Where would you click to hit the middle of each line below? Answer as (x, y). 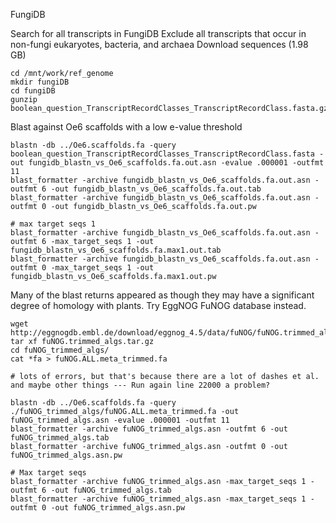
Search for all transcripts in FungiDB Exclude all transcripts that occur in (158, 33)
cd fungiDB (33, 91)
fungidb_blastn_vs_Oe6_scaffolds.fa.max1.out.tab (116, 250)
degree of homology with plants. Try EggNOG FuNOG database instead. (158, 305)
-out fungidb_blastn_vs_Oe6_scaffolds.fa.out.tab (156, 189)
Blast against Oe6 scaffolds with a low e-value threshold (126, 127)
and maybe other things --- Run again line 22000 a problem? (140, 385)
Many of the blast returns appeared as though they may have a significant (162, 295)
